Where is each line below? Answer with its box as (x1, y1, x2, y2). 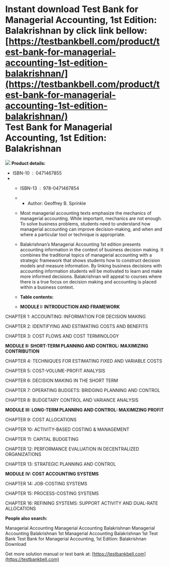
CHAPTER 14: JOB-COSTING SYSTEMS (5, 480, 88, 486)
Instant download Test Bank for (5, 4, 139, 15)
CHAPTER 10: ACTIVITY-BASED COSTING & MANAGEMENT (5, 426, 130, 432)
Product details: (11, 160, 46, 166)
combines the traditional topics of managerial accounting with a (20, 252, 152, 258)
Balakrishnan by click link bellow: (5, 25, 147, 36)
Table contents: (20, 294, 54, 300)
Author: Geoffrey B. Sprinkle (27, 200, 87, 206)
